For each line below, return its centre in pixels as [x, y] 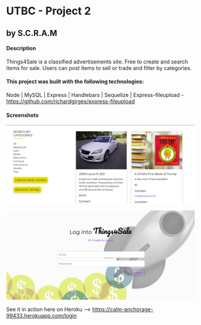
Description [21, 48]
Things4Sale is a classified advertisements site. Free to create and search [97, 62]
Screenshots [22, 115]
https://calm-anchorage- [123, 309]
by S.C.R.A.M [32, 33]
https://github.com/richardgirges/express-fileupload [71, 101]
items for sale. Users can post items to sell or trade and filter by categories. [99, 68]
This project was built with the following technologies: [75, 81]
